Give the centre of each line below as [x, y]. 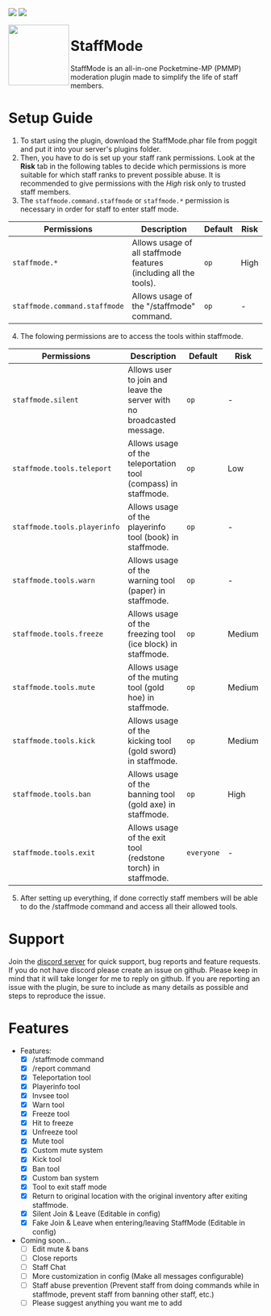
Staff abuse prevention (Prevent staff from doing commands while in [146, 1285]
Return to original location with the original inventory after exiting [140, 1196]
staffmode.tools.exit [54, 852]
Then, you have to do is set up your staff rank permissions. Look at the [138, 157]
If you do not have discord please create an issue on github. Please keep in [133, 970]
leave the [145, 390]
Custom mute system [67, 1151]
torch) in [144, 867]
